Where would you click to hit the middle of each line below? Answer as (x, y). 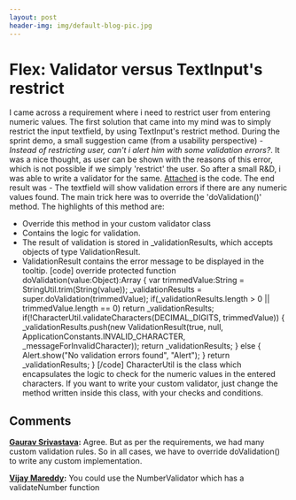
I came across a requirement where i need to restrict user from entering (140, 112)
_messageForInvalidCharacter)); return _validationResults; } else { (141, 346)
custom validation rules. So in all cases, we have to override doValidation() (145, 451)
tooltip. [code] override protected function (99, 271)
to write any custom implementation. (76, 461)
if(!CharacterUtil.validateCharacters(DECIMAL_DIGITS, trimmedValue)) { (153, 318)
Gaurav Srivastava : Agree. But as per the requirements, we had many (137, 442)
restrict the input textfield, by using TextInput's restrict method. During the (145, 131)
